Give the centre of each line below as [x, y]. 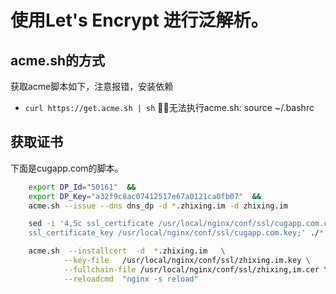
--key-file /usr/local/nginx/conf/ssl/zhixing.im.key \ [187, 261]
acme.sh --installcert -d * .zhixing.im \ [127, 251]
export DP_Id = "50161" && [82, 187]
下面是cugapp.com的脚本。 [67, 168]
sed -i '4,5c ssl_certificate [91, 224]
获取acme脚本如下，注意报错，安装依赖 [92, 86]
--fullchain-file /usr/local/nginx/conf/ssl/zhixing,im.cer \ [196, 269]
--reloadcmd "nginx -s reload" [131, 279]
